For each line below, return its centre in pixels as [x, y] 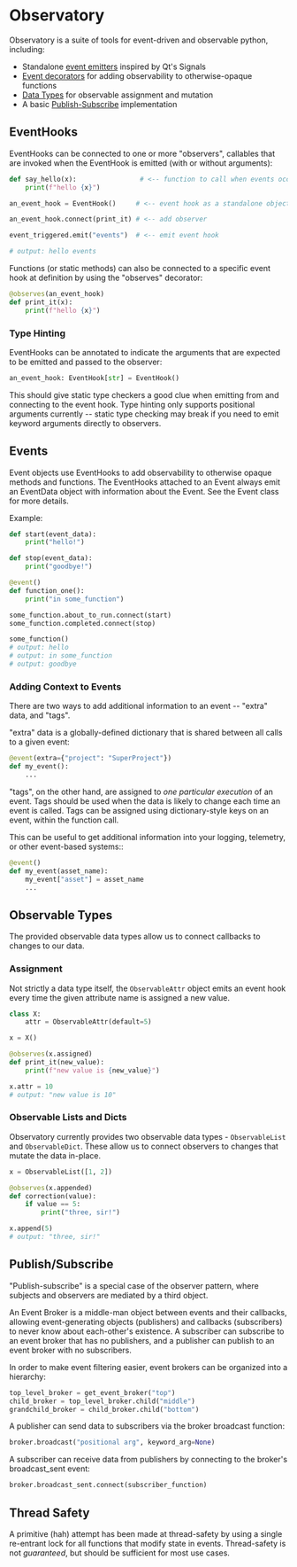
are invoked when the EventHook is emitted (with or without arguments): [141, 163]
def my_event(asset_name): [59, 871]
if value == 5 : [53, 1204]
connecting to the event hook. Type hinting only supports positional [132, 404]
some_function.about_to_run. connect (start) [91, 615]
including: [27, 49]
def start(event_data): [53, 534]
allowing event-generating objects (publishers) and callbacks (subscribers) [146, 1321]
